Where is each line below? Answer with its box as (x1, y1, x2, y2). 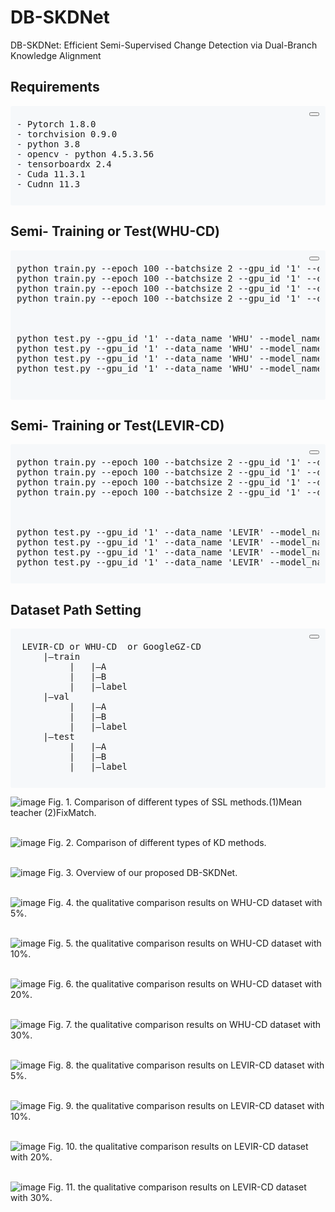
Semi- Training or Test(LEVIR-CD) (10, 417, 225, 434)
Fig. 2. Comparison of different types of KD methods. (48, 837, 267, 849)
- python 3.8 (16, 138, 81, 150)
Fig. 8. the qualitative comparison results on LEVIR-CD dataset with (48, 1059, 325, 1071)
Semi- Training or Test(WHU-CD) (10, 223, 220, 240)
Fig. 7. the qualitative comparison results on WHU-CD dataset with (48, 1019, 322, 1031)
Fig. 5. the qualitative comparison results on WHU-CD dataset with (48, 937, 322, 950)
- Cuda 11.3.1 (16, 168, 86, 180)
